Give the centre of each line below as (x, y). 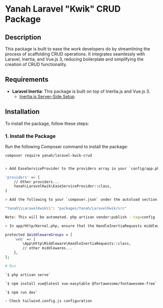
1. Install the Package (30, 136)
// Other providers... (37, 182)
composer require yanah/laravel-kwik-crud (49, 155)
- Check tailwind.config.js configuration (49, 301)
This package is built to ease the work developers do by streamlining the (78, 49)
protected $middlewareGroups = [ (39, 235)
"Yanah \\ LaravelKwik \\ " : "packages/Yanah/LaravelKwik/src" (66, 208)
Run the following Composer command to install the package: (67, 146)
